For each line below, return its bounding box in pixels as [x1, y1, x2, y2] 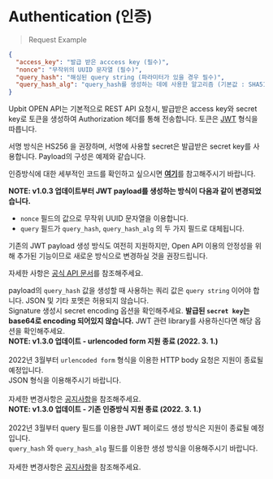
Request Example [28, 34, 87, 45]
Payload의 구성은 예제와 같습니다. [38, 152, 146, 162]
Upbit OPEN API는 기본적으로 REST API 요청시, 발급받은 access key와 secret [8, 104, 258, 114]
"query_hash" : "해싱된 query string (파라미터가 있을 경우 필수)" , [15, 73, 225, 81]
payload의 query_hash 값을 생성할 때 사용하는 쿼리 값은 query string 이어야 [8, 286, 252, 296]
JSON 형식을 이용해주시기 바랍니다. [8, 375, 122, 386]
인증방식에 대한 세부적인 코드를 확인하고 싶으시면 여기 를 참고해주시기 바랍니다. [8, 169, 256, 179]
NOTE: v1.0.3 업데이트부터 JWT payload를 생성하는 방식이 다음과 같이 [8, 186, 234, 196]
